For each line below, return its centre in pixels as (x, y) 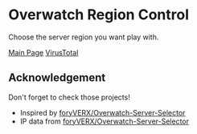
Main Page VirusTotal (43, 52)
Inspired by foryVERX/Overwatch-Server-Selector (103, 112)
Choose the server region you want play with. (84, 37)
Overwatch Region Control (98, 15)
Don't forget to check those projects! (69, 97)
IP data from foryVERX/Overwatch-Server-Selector (105, 121)
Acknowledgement (57, 78)
